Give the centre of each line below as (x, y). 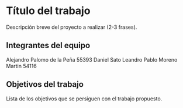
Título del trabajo (48, 11)
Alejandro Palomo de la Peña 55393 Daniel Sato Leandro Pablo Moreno (92, 59)
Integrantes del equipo (48, 45)
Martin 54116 (21, 66)
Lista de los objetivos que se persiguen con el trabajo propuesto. (84, 99)
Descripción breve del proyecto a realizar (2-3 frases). (72, 27)
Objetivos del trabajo (45, 84)
